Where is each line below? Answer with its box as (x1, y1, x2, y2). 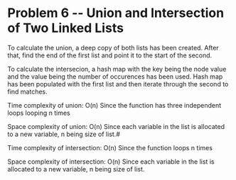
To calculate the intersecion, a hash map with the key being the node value (7, 64, 227, 73)
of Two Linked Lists (7, 20, 124, 36)
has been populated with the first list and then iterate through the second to (7, 79, 229, 88)
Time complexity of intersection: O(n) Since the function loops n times (7, 143, 213, 152)
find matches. (7, 87, 48, 96)
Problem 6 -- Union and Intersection (7, 5, 225, 21)
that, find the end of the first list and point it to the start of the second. (7, 51, 213, 60)
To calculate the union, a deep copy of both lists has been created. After (7, 43, 219, 52)
